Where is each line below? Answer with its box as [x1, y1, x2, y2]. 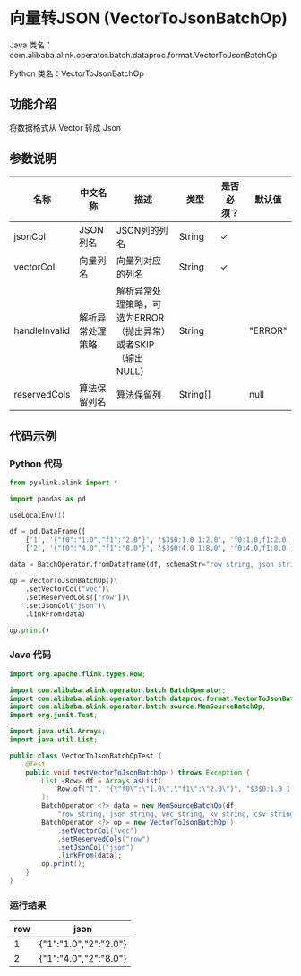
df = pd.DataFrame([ [9, 527, 87, 535]
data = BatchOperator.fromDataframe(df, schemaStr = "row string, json [9, 560, 275, 569]
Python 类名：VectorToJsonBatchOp [9, 68, 145, 79]
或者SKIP [116, 338, 155, 350]
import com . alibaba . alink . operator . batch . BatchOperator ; [9, 686, 227, 695]
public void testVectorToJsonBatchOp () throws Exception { [25, 767, 251, 777]
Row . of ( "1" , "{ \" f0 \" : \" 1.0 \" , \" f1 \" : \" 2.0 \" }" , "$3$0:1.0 [56, 784, 283, 793]
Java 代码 [9, 648, 52, 661]
